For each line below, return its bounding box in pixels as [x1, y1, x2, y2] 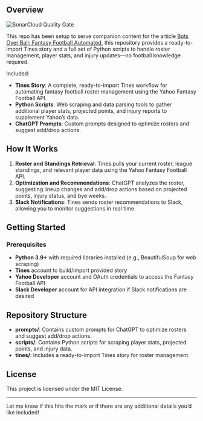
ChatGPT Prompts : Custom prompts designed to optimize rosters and [14, 120, 190, 127]
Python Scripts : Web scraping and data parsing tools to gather [14, 101, 172, 108]
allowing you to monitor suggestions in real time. [14, 204, 136, 212]
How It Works [6, 144, 59, 154]
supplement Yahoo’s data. [14, 113, 80, 121]
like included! [6, 408, 39, 416]
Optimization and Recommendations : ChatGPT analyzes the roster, [14, 179, 185, 186]
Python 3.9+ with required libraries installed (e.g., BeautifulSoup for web [14, 254, 197, 261]
